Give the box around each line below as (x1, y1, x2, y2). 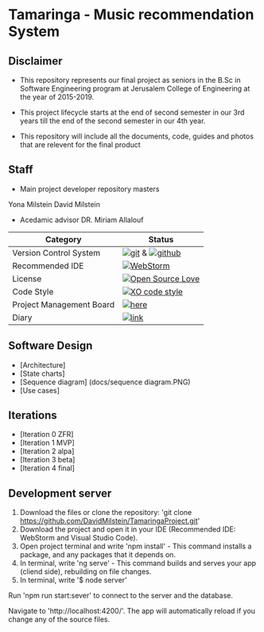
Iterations (8, 408, 57, 423)
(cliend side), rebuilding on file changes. (19, 567, 152, 576)
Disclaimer (8, 54, 63, 68)
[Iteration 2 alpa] (19, 447, 75, 456)
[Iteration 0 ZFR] (19, 430, 74, 439)
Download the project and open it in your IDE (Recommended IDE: (19, 525, 236, 534)
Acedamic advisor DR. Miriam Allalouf (19, 215, 144, 224)
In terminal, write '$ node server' (19, 575, 127, 585)
